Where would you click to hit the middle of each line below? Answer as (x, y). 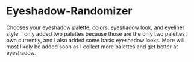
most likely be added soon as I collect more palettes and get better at (92, 46)
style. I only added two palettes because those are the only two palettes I (97, 33)
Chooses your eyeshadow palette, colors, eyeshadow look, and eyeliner (95, 27)
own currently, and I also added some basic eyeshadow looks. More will (95, 40)
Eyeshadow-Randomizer (69, 11)
